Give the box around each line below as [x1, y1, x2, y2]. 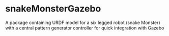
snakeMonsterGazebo [5, 3, 101, 14]
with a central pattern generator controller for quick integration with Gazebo [5, 24, 164, 30]
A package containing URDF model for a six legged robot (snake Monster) [5, 19, 160, 25]
